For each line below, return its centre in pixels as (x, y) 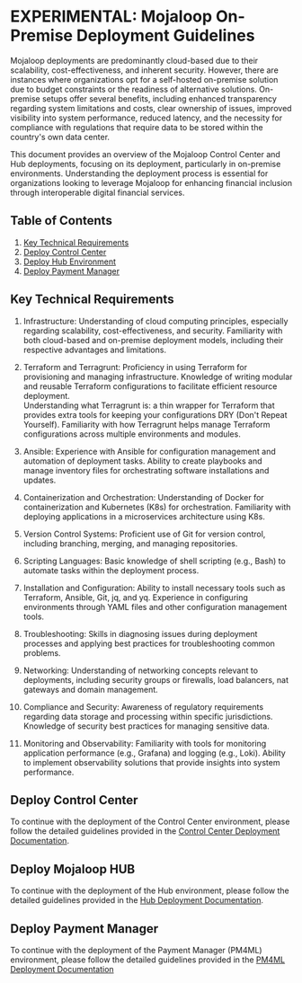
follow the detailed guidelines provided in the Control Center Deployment (145, 831)
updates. (40, 480)
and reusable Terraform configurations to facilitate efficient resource (150, 386)
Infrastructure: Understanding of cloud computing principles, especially (155, 321)
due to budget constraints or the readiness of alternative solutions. (133, 89)
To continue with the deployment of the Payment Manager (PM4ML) (137, 950)
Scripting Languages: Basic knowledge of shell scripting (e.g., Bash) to (154, 561)
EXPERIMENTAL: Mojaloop (111, 17)
